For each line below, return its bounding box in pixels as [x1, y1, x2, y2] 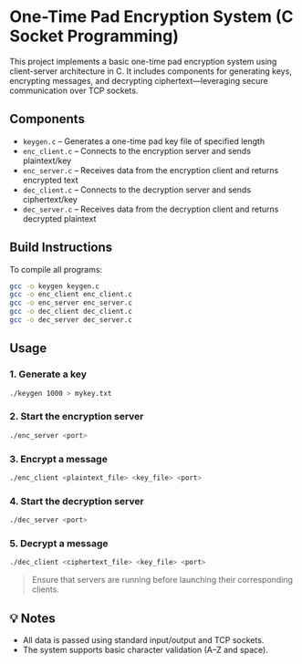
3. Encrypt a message [9, 452, 108, 465]
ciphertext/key [22, 193, 78, 204]
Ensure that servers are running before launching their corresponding [31, 575, 294, 586]
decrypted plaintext [22, 213, 97, 224]
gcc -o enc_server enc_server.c [9, 298, 132, 307]
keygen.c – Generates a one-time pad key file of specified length [22, 135, 266, 147]
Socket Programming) [9, 26, 180, 47]
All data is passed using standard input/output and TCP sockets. [22, 635, 265, 645]
